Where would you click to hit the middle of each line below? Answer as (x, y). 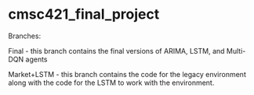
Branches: (25, 36)
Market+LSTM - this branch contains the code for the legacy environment (127, 74)
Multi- (236, 51)
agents (37, 59)
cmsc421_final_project (84, 14)
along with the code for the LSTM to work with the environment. (111, 83)
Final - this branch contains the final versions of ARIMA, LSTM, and (116, 51)
